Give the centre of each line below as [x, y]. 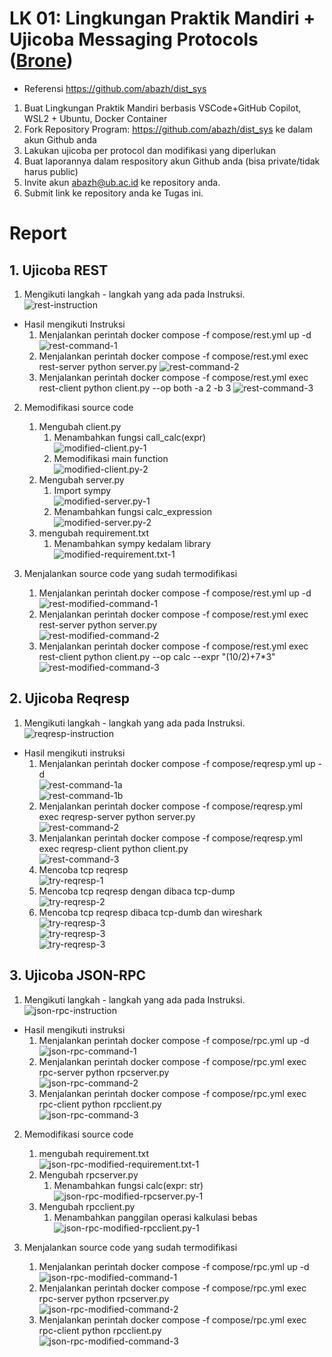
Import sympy [82, 490]
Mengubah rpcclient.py [87, 1206]
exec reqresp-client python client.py [113, 848]
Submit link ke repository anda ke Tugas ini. [113, 193]
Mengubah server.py [81, 479]
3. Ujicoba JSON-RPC [78, 975]
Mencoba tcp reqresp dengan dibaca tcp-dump [137, 891]
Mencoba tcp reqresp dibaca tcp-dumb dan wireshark [150, 912]
